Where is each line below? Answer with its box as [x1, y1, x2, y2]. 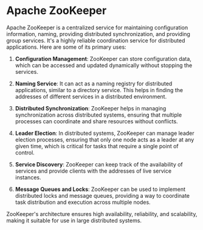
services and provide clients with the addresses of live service [15, 167, 172, 174]
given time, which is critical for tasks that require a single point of [15, 142, 179, 149]
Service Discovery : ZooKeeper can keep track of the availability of [15, 160, 184, 168]
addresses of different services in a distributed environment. [15, 93, 167, 100]
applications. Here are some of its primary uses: [6, 43, 126, 51]
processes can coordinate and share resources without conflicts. [15, 117, 178, 125]
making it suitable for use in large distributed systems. [6, 217, 142, 224]
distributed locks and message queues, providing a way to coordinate [15, 192, 190, 199]
